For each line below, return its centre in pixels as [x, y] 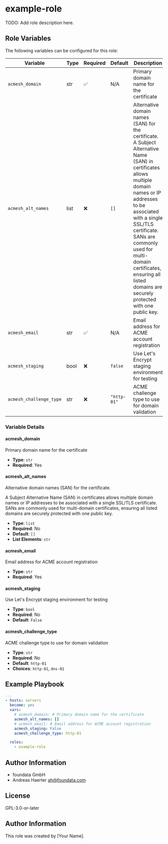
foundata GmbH [29, 775]
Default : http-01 [29, 663]
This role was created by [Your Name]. [45, 836]
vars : [15, 710]
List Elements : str [31, 539]
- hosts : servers [23, 701]
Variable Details [25, 427]
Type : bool [23, 609]
